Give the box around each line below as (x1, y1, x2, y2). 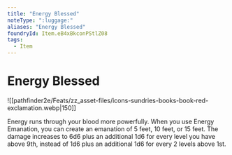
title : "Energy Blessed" (7, 10, 80, 18)
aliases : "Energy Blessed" (7, 23, 86, 30)
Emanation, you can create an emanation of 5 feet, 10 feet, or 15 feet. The (7, 124, 219, 133)
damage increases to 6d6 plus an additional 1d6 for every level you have (7, 132, 215, 140)
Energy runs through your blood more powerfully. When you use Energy (7, 117, 215, 126)
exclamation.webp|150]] (7, 103, 77, 112)
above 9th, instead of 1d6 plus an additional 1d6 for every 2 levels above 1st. (7, 140, 226, 148)
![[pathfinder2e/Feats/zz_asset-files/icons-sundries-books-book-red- (7, 96, 209, 105)
